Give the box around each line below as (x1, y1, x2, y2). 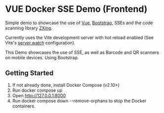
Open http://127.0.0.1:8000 (12, 92, 66, 98)
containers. (12, 103, 36, 109)
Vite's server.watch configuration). (5, 39, 76, 45)
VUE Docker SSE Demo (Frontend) (5, 3, 148, 15)
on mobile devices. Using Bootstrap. (5, 54, 79, 60)
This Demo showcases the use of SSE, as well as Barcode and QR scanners (5, 49, 160, 55)
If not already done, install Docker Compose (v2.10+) (12, 82, 120, 88)
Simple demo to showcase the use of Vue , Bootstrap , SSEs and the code (5, 20, 153, 26)
